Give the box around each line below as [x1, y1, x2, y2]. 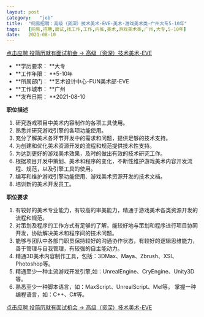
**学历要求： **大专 [15, 63, 66, 70]
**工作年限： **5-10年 [15, 70, 74, 77]
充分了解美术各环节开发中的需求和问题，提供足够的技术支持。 [15, 134, 172, 142]
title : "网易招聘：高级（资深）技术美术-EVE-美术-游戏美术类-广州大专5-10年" [6, 20, 187, 26]
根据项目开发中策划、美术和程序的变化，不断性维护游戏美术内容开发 [15, 158, 187, 165]
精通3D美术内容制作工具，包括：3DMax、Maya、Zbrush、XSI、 [15, 253, 178, 260]
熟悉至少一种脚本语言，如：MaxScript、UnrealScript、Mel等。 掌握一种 [15, 283, 197, 291]
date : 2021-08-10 [6, 32, 56, 38]
